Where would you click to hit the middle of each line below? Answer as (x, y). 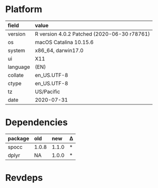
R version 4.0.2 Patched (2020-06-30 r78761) (92, 34)
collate (16, 75)
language (19, 67)
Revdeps (24, 178)
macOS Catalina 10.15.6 (64, 42)
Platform (24, 9)
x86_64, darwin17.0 (59, 50)
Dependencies (36, 122)
